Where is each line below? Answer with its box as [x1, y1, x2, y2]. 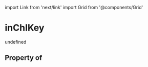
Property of [5, 53, 43, 62]
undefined [5, 39, 27, 45]
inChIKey [5, 22, 45, 33]
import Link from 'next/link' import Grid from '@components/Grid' [5, 5, 143, 10]
